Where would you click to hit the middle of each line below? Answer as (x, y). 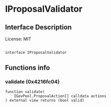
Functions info (28, 67)
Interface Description (39, 27)
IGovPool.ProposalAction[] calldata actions (60, 96)
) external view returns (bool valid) (45, 101)
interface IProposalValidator (36, 53)
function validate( (25, 92)
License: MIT (18, 39)
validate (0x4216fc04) (32, 81)
